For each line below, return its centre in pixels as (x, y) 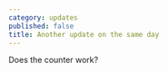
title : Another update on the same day (84, 34)
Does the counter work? (54, 60)
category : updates (43, 18)
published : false (41, 26)
